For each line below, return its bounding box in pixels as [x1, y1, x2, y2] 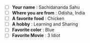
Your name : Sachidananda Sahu [11, 4, 80, 10]
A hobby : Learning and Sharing [11, 21, 78, 27]
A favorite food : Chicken [11, 15, 64, 21]
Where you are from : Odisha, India [11, 10, 85, 16]
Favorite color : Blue [11, 27, 54, 33]
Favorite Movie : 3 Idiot [11, 32, 60, 38]
